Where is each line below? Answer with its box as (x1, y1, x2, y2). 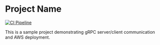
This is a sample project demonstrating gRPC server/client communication (5, 29, 156, 35)
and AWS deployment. (5, 34, 51, 40)
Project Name (5, 3, 62, 15)
